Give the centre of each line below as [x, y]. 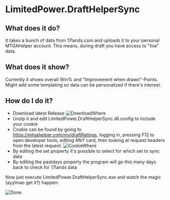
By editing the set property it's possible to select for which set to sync [86, 151]
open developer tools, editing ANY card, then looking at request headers [89, 140]
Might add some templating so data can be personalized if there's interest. [83, 84]
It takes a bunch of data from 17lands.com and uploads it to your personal [82, 40]
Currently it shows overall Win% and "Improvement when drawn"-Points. [82, 79]
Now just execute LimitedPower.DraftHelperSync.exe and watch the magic [83, 177]
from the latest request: [37, 146]
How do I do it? [29, 101]
